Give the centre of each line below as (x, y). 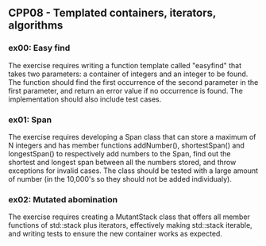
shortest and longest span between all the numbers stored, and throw (122, 162)
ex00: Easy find (39, 48)
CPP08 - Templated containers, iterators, (112, 13)
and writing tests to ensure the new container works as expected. (115, 234)
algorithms (36, 26)
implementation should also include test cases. (85, 99)
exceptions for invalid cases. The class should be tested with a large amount (133, 171)
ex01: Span (30, 120)
